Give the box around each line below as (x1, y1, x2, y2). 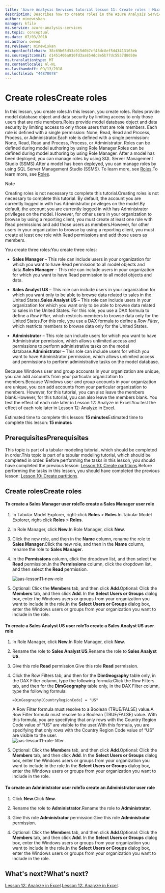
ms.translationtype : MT (5, 57, 54, 62)
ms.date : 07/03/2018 (5, 35, 48, 40)
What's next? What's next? (5, 870, 89, 878)
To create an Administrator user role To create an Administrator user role (5, 784, 155, 791)
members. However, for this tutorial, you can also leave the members (5, 389, 144, 395)
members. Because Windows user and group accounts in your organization (5, 379, 157, 385)
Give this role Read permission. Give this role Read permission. (12, 663, 138, 669)
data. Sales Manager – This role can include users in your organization (12, 266, 155, 273)
